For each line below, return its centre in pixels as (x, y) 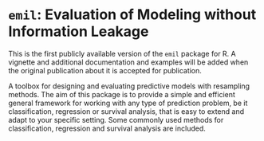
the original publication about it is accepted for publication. (105, 70)
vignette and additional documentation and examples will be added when (128, 62)
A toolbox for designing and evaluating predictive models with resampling (129, 86)
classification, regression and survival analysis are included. (107, 128)
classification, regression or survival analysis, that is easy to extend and (126, 111)
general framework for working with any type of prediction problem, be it (128, 103)
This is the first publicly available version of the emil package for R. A (122, 53)
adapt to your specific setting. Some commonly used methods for (116, 119)
